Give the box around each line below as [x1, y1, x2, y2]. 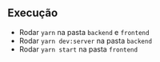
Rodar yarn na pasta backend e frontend [18, 27, 150, 37]
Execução [7, 6, 58, 20]
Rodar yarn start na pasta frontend [18, 44, 138, 54]
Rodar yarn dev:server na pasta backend [18, 36, 153, 45]
